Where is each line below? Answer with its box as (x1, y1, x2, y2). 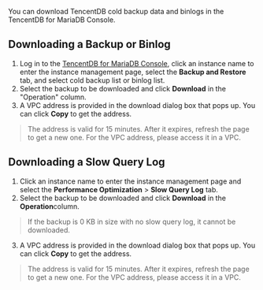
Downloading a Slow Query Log (8, 155, 165, 169)
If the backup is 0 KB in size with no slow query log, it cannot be (27, 217, 236, 226)
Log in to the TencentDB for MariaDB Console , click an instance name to (19, 58, 254, 68)
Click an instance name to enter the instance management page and (19, 177, 242, 186)
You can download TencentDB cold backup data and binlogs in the (8, 7, 224, 16)
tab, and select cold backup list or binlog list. (19, 75, 165, 85)
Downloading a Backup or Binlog (8, 38, 171, 51)
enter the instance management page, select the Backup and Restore (19, 67, 246, 76)
